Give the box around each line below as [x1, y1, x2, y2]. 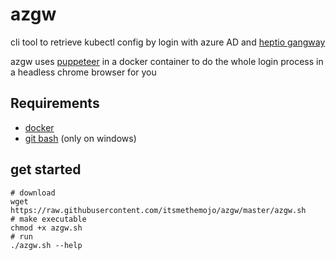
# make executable [10, 214, 87, 224]
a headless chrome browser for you [10, 66, 157, 78]
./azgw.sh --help [10, 240, 83, 250]
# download [10, 188, 56, 198]
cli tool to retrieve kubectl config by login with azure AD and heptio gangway [10, 36, 326, 48]
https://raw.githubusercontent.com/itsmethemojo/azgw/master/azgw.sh [10, 205, 307, 215]
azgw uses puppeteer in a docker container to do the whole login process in [10, 55, 324, 67]
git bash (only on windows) [24, 132, 137, 144]
